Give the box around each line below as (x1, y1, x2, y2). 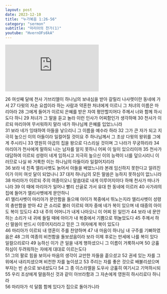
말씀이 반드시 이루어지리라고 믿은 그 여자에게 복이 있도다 (10, 221, 120, 227)
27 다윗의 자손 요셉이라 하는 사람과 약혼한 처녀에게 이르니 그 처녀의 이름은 (10, 102, 154, 108)
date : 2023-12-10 (5, 12, 41, 17)
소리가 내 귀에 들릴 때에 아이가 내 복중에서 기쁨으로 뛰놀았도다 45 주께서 (14, 215, 154, 220)
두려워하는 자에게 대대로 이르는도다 (18, 246, 87, 252)
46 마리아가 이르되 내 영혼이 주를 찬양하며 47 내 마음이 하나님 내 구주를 (5, 227, 144, 233)
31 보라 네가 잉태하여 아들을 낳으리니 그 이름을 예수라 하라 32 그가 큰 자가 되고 (5, 127, 157, 133)
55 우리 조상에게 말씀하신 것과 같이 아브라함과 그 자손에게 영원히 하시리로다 (5, 271, 152, 277)
